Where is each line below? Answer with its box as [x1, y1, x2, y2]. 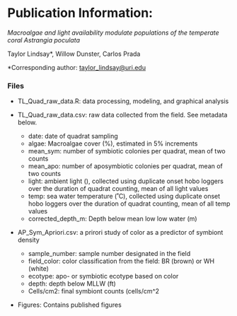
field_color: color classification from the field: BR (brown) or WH [28, 257, 215, 266]
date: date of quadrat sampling [28, 132, 118, 141]
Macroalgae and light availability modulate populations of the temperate [7, 28, 219, 37]
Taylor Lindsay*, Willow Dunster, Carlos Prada [7, 49, 141, 58]
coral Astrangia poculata [7, 35, 80, 44]
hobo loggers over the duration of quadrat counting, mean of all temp [28, 199, 231, 208]
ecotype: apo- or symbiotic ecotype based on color [28, 272, 179, 281]
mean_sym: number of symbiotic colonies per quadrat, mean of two [28, 147, 226, 156]
